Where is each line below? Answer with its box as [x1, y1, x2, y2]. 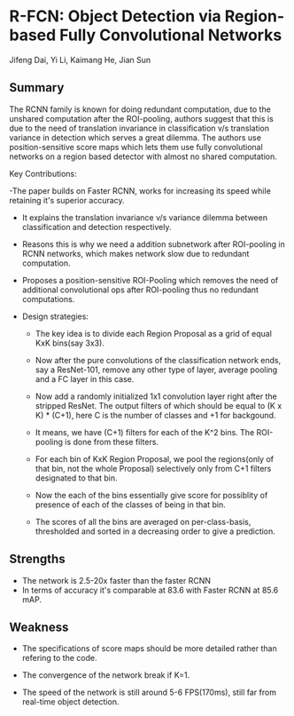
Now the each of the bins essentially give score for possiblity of [35, 489, 268, 500]
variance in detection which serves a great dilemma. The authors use [9, 131, 261, 143]
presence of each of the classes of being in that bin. [35, 499, 226, 510]
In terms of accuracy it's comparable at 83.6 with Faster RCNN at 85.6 [21, 585, 279, 595]
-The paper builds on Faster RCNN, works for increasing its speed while [9, 185, 272, 196]
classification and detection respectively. [21, 221, 172, 232]
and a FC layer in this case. [35, 373, 135, 384]
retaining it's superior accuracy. [9, 195, 126, 205]
